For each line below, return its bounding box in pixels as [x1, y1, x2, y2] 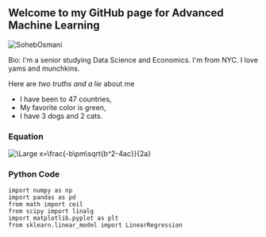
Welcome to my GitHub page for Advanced [8, 6, 224, 20]
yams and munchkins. [8, 63, 80, 73]
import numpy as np [8, 186, 73, 195]
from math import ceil [8, 201, 83, 208]
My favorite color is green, [19, 102, 106, 112]
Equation [8, 131, 44, 142]
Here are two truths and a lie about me [8, 78, 135, 88]
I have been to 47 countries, [19, 94, 112, 104]
